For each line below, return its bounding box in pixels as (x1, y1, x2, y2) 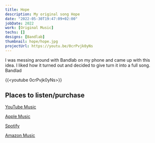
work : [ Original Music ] (5, 25, 54, 30)
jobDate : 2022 (5, 21, 34, 26)
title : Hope (5, 7, 29, 12)
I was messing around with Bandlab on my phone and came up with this (5, 57, 151, 63)
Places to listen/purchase (5, 91, 85, 99)
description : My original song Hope (5, 12, 80, 17)
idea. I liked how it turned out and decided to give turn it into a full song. (5, 62, 151, 68)
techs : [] (5, 30, 26, 35)
